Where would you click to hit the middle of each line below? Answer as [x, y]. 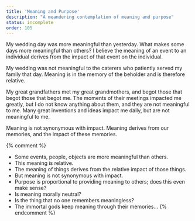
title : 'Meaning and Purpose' [43, 11]
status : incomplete [30, 22]
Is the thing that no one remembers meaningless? [74, 201]
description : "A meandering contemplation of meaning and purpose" [90, 17]
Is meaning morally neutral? [48, 194]
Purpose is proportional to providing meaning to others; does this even [100, 182]
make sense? [30, 188]
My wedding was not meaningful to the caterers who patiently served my [94, 68]
